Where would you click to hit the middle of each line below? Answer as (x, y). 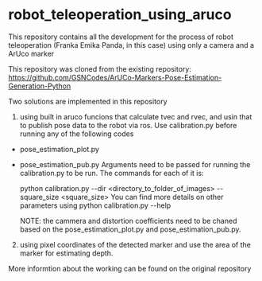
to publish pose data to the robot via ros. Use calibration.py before (128, 125)
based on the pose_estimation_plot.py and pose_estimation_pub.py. (130, 229)
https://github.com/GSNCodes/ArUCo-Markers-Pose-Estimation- (115, 77)
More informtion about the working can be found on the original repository (130, 268)
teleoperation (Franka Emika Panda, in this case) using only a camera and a (131, 45)
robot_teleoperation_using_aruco (120, 15)
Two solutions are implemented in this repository (88, 101)
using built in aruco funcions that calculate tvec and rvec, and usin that (136, 116)
